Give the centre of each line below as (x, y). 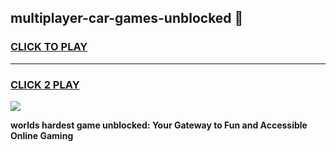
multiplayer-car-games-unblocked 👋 (127, 18)
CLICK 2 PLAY (45, 84)
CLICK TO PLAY (49, 47)
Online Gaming (42, 135)
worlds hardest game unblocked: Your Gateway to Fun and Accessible (159, 125)
